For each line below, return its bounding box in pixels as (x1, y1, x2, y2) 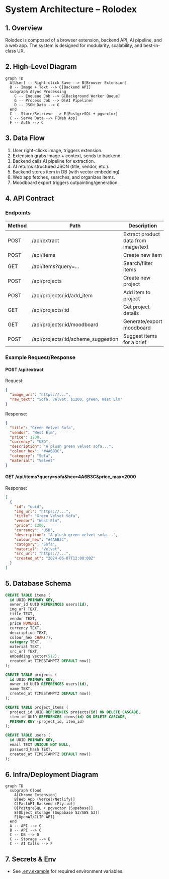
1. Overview (5, 24, 43, 32)
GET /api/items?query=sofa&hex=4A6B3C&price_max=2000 (5, 474, 136, 480)
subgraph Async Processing (10, 89, 66, 94)
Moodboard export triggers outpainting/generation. (12, 179, 119, 186)
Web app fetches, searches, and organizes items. (12, 174, 115, 180)
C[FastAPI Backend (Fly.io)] (14, 801, 75, 807)
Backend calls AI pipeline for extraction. (12, 158, 95, 164)
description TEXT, (10, 630, 49, 635)
